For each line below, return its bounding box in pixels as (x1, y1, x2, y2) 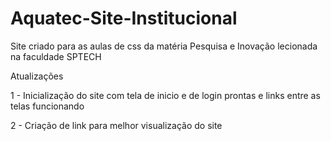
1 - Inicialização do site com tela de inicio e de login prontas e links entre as (10, 89, 321, 101)
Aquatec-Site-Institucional (10, 7, 238, 30)
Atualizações (10, 70, 64, 82)
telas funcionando (10, 100, 85, 112)
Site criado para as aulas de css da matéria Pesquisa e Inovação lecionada (10, 40, 318, 52)
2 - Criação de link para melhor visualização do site (10, 119, 223, 131)
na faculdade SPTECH (10, 50, 102, 62)
